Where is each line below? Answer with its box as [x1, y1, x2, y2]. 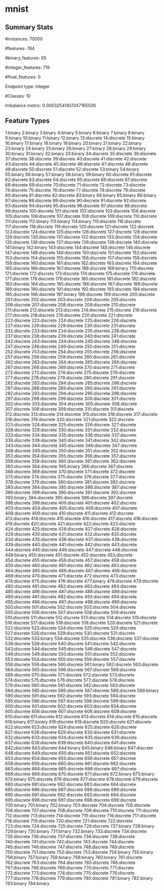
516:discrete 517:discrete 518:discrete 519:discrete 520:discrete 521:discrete [5, 620, 158, 626]
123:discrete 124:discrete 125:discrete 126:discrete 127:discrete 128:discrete [5, 229, 158, 235]
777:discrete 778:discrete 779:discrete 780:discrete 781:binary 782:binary [5, 875, 153, 881]
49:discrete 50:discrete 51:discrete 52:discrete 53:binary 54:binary [5, 166, 140, 172]
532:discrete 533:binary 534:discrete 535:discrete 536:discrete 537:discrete [5, 635, 159, 641]
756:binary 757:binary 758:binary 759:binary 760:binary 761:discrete [5, 854, 143, 860]
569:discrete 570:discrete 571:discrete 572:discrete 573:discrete [5, 672, 135, 678]
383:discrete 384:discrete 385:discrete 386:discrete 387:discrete [5, 484, 137, 490]
